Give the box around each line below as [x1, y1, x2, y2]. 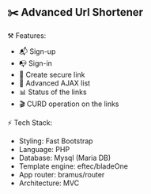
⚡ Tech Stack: [7, 117, 53, 127]
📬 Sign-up [18, 46, 56, 56]
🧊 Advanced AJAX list [18, 78, 91, 88]
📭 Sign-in [18, 58, 53, 68]
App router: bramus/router [18, 169, 105, 179]
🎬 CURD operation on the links [18, 99, 119, 108]
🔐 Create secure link [18, 70, 85, 79]
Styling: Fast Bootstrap [18, 136, 93, 146]
